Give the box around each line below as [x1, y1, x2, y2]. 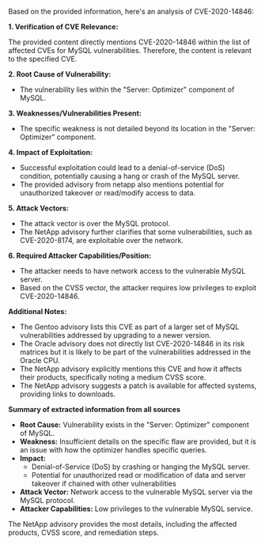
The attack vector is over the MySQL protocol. [19, 219, 171, 228]
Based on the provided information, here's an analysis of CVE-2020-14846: [8, 7, 255, 16]
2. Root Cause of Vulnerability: [8, 70, 112, 78]
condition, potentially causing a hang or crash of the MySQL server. [19, 172, 240, 180]
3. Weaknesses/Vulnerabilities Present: [8, 108, 142, 118]
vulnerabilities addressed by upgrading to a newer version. [19, 331, 212, 339]
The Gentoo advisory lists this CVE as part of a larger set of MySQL [19, 322, 240, 331]
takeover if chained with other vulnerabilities [31, 479, 176, 488]
